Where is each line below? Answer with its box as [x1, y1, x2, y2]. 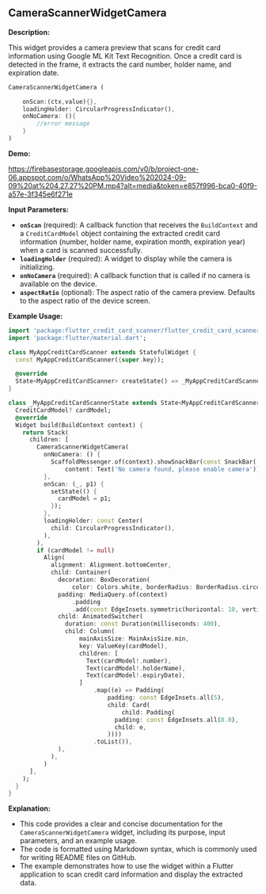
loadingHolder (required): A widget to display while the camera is [19, 254, 232, 263]
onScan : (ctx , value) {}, [22, 97, 97, 105]
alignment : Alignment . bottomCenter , [50, 561, 172, 569]
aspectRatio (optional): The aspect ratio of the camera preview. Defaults [19, 287, 256, 296]
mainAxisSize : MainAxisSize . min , [78, 635, 190, 643]
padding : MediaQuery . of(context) [58, 590, 169, 598]
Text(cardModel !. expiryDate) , [85, 671, 186, 680]
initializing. [19, 262, 55, 272]
